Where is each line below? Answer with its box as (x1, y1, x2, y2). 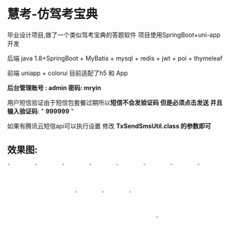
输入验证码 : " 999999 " (7, 107, 74, 115)
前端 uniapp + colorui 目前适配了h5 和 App (7, 69, 128, 77)
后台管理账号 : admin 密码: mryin (7, 83, 102, 92)
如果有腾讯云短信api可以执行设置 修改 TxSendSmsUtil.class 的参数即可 (7, 122, 211, 130)
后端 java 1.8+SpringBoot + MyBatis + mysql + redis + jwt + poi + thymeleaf (7, 53, 223, 62)
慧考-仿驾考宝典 (7, 6, 98, 22)
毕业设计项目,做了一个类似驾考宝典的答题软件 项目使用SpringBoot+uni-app (7, 31, 221, 39)
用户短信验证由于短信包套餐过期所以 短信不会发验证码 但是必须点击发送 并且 (7, 98, 223, 106)
